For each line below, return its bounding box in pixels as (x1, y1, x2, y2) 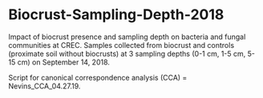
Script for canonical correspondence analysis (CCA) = (8, 73, 188, 82)
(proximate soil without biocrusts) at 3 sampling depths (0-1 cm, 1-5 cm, (8, 49, 246, 58)
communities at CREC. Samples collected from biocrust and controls (8, 40, 235, 49)
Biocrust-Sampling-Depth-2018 (8, 6, 225, 24)
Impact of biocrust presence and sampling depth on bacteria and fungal (8, 32, 246, 41)
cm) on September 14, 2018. (17, 57, 111, 67)
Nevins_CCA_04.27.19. (8, 81, 81, 91)
